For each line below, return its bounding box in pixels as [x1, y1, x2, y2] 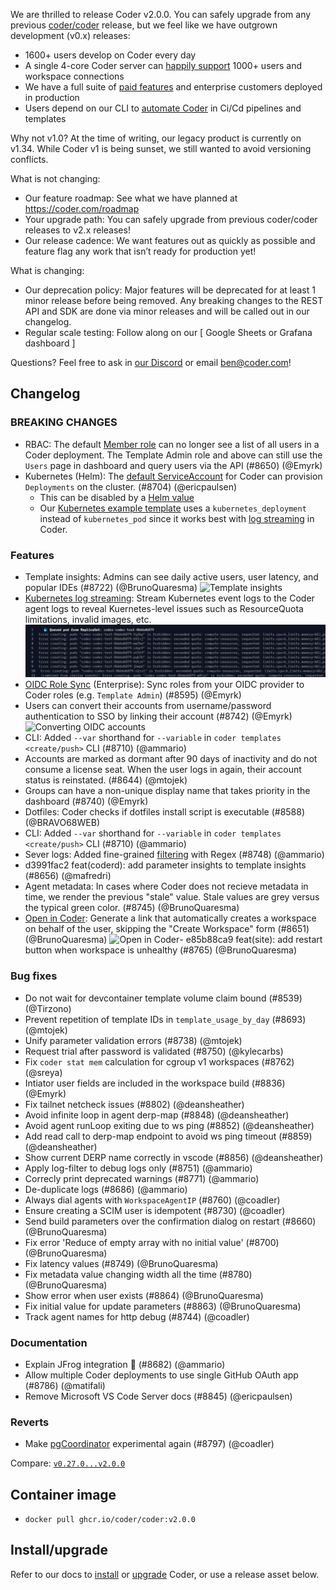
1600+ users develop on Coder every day [24, 49, 197, 61]
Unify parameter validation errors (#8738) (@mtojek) [24, 1034, 243, 1046]
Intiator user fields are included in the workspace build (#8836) [24, 1077, 286, 1089]
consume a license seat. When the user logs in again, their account [24, 764, 302, 776]
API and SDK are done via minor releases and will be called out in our [24, 305, 310, 317]
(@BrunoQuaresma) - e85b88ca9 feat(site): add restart [24, 934, 323, 946]
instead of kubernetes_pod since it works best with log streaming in [39, 512, 315, 524]
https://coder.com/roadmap [24, 203, 140, 214]
